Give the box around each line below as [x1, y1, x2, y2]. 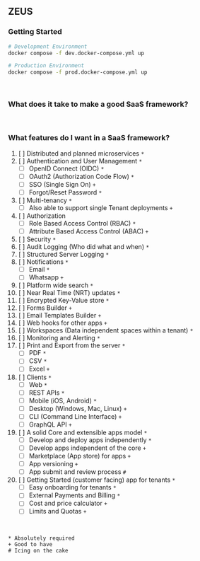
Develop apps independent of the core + [28, 444, 147, 452]
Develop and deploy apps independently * [28, 435, 152, 444]
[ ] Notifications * [18, 258, 69, 266]
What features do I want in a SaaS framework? [8, 133, 170, 143]
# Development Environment [8, 42, 88, 50]
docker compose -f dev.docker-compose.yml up [8, 50, 144, 57]
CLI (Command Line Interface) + [28, 412, 122, 420]
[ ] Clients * [18, 373, 52, 381]
